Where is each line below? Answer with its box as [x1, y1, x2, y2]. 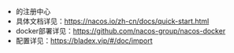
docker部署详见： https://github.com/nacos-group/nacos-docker [15, 26, 226, 35]
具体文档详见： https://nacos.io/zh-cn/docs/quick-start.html [15, 16, 210, 26]
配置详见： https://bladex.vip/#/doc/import [15, 36, 153, 45]
